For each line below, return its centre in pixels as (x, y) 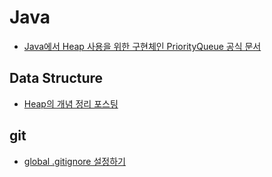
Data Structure (56, 78)
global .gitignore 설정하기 (74, 161)
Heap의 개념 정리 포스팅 (71, 103)
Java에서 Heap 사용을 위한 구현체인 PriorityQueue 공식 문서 (142, 46)
